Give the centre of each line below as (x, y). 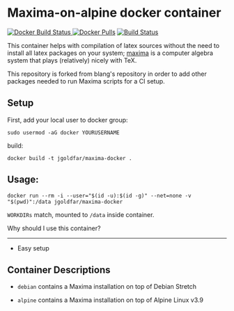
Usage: (23, 180)
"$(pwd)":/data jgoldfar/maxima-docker (65, 202)
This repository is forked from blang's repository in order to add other (107, 74)
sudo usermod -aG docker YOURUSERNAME (63, 133)
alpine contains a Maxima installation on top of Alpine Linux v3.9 (110, 300)
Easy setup (33, 248)
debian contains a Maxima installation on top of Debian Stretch (107, 287)
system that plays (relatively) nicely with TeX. (72, 60)
